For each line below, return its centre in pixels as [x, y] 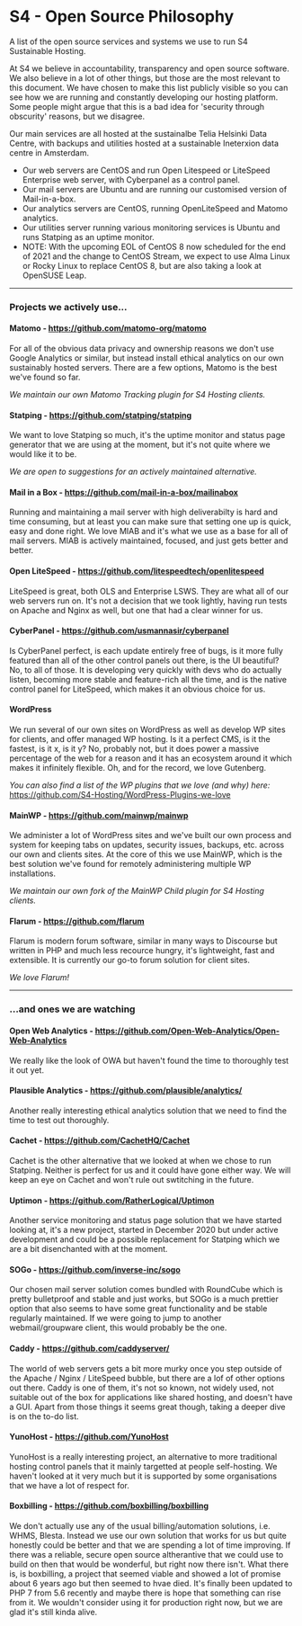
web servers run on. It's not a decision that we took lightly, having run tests [148, 601]
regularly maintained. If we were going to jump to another [115, 1318]
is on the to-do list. [44, 1416]
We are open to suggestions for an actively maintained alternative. [133, 472]
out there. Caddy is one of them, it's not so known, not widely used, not [142, 1388]
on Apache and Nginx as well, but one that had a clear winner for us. [136, 610]
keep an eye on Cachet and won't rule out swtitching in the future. [132, 1180]
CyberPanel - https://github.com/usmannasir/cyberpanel [119, 630]
